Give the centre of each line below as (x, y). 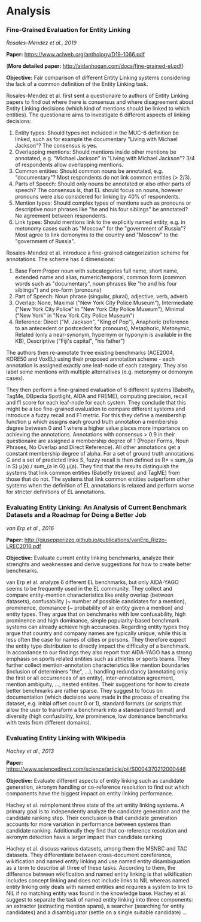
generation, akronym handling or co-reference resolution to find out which (98, 787)
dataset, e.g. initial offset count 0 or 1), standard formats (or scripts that (94, 703)
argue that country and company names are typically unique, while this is (96, 633)
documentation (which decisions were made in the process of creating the (98, 697)
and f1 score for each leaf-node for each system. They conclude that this (96, 403)
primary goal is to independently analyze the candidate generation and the (98, 812)
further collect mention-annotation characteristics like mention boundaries (98, 665)
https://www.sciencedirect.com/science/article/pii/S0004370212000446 (96, 769)
